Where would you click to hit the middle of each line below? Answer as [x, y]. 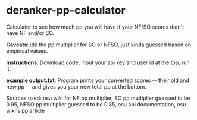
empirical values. [27, 50]
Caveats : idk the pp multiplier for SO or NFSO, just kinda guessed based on [99, 45]
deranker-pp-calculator [66, 10]
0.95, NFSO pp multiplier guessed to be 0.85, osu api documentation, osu [96, 104]
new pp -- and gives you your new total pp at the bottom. [76, 86]
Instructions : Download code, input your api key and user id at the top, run [98, 62]
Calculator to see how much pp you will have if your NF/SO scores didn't [95, 27]
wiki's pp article [26, 110]
